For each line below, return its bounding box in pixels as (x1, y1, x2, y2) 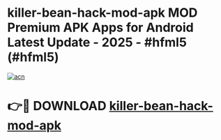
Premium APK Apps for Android (7, 20, 194, 36)
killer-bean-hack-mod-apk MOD (7, 5, 198, 21)
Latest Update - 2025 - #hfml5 (7, 35, 187, 50)
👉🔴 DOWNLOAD (7, 98, 107, 114)
